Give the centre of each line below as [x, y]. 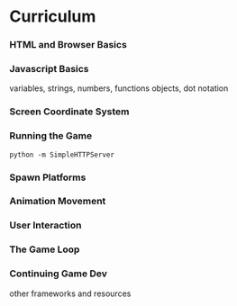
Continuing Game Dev [59, 274]
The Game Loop [45, 249]
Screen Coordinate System [69, 112]
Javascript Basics [49, 69]
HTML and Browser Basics [68, 45]
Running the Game [51, 136]
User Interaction [46, 225]
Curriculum [53, 17]
